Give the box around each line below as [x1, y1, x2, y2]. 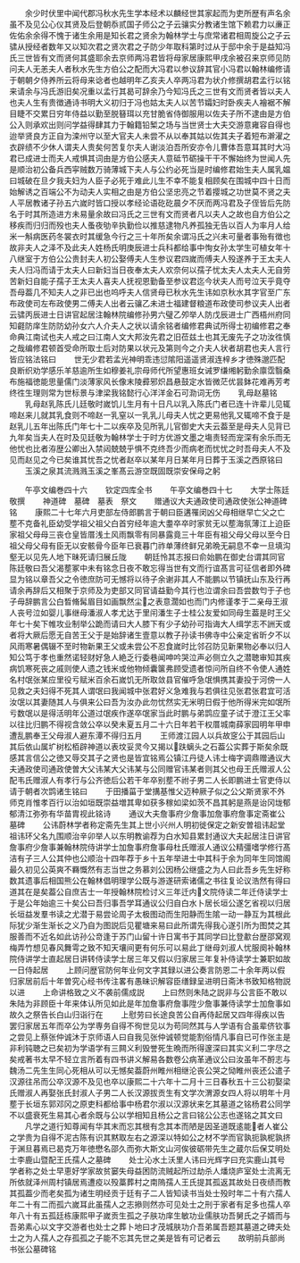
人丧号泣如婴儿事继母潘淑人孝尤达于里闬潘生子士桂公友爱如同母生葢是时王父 [9, 607, 291, 618]
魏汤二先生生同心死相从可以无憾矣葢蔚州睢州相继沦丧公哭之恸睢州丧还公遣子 [9, 1066, 291, 1075]
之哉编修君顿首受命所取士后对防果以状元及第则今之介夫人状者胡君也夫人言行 [9, 343, 291, 353]
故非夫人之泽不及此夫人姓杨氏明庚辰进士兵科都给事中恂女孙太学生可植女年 [9, 242, 283, 253]
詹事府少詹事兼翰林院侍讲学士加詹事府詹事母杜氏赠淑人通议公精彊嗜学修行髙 [9, 842, 291, 852]
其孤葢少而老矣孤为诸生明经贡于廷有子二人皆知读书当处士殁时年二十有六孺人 [9, 1188, 291, 1199]
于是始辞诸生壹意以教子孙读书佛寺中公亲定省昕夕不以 [95, 630, 291, 640]
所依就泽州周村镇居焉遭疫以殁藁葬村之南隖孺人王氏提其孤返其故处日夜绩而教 [9, 1177, 291, 1187]
